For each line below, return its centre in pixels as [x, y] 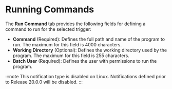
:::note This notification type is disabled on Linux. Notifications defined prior [85, 76]
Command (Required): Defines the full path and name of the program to [89, 39]
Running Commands [50, 10]
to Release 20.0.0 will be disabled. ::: [44, 82]
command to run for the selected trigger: [48, 29]
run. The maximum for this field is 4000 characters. [67, 44]
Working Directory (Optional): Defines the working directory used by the [90, 50]
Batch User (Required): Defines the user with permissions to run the [85, 61]
